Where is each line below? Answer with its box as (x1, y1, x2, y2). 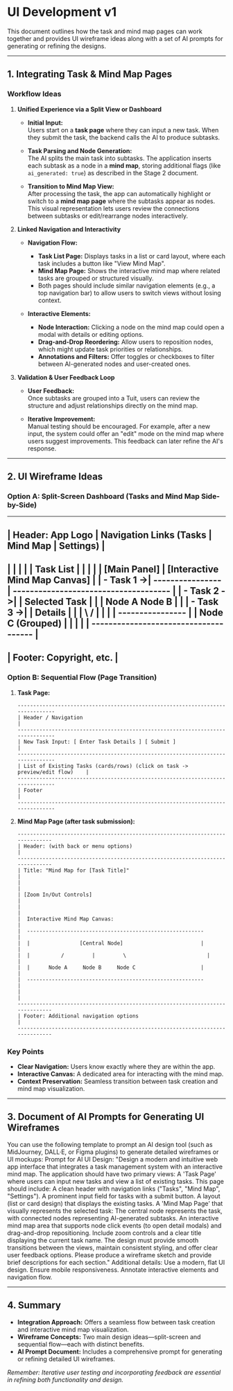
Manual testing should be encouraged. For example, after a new (27, 422, 210, 430)
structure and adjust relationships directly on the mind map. (27, 401, 198, 410)
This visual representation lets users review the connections (27, 204, 200, 212)
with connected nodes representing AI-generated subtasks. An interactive (7, 1214, 219, 1222)
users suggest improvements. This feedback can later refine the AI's (27, 437, 223, 445)
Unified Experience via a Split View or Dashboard (17, 105, 162, 113)
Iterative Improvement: (27, 414, 96, 423)
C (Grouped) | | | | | (7, 618, 90, 629)
